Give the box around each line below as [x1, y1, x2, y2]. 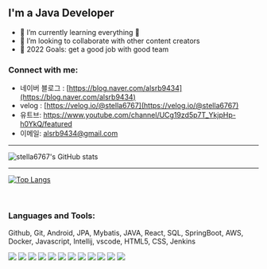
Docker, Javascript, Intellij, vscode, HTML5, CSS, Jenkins [8, 236, 196, 246]
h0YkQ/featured [19, 119, 73, 129]
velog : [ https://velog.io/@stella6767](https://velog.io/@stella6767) [19, 101, 239, 111]
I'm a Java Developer [8, 6, 114, 20]
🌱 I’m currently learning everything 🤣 [19, 27, 141, 37]
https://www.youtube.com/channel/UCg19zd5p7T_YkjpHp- [43, 111, 236, 120]
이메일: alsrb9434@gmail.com [19, 129, 118, 138]
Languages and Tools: [8, 210, 95, 221]
